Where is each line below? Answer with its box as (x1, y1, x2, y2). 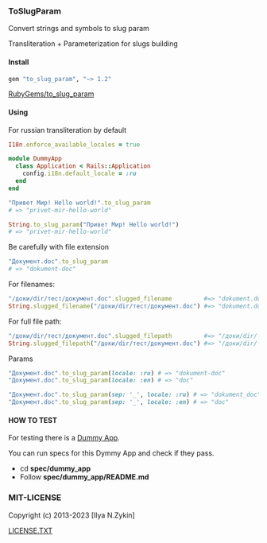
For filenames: (8, 280, 56, 289)
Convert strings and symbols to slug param (8, 24, 149, 33)
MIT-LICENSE (8, 492, 62, 503)
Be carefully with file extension (8, 242, 110, 252)
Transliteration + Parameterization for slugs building (8, 39, 179, 48)
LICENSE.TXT (8, 526, 53, 535)
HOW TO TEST (8, 415, 58, 425)
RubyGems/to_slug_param (8, 89, 95, 99)
